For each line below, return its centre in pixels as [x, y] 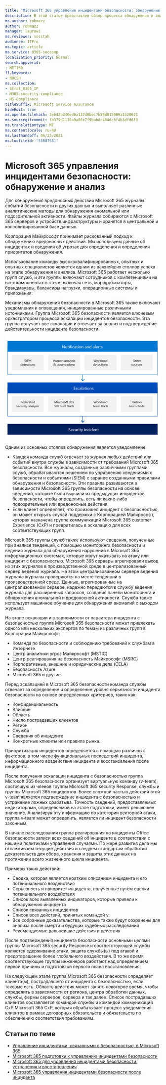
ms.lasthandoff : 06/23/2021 [34, 135]
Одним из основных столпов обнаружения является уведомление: [76, 447]
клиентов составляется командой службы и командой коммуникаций [79, 1002]
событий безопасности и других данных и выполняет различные [74, 206]
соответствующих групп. [39, 530]
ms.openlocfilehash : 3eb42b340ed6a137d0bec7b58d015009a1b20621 [72, 115]
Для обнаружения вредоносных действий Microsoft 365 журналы [75, 201]
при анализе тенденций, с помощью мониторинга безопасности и [75, 545]
